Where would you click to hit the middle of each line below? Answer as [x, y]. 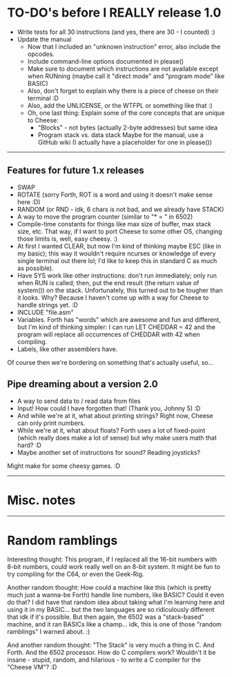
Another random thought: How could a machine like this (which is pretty [109, 588]
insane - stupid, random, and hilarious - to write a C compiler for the [104, 660]
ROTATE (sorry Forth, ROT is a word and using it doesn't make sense [115, 195]
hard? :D [29, 445]
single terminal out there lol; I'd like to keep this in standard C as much [117, 260]
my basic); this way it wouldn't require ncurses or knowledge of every [116, 253]
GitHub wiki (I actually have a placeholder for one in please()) [125, 142]
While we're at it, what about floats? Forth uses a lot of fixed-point [111, 430]
